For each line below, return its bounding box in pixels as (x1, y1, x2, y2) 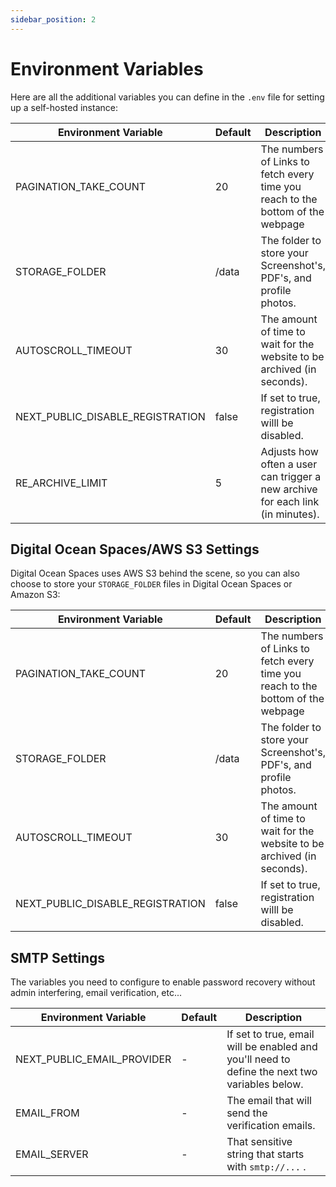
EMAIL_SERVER (15, 1147, 89, 1161)
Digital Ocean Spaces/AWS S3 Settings (10, 541, 260, 558)
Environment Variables (10, 57, 204, 80)
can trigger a (260, 469, 322, 483)
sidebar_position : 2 (10, 14, 97, 25)
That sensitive (226, 1135, 293, 1149)
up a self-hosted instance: (10, 101, 118, 113)
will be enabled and (226, 1040, 318, 1054)
